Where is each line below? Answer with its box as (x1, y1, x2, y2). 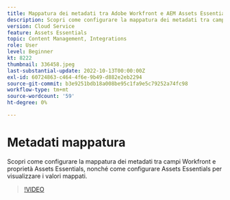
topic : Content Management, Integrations (7, 36, 127, 42)
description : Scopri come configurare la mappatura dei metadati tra (7, 16, 210, 23)
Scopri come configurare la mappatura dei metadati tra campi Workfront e (7, 157, 216, 165)
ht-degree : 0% (7, 99, 48, 106)
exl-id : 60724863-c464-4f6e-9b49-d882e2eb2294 (7, 73, 142, 81)
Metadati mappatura (7, 135, 126, 151)
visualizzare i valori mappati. (7, 172, 88, 180)
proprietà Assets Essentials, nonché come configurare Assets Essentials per (7, 164, 222, 173)
